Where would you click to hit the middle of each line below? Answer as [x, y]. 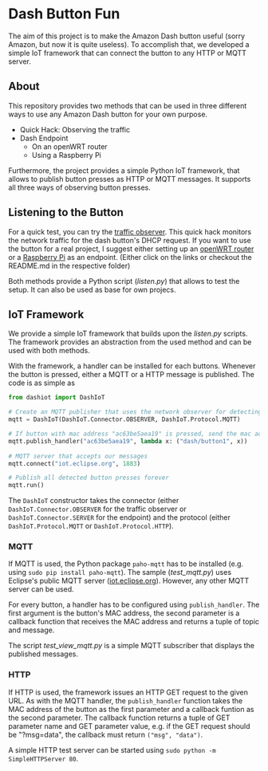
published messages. [43, 654]
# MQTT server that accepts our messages [78, 456]
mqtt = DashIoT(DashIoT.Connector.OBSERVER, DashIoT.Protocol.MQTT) [124, 419]
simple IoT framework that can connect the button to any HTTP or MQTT [128, 53]
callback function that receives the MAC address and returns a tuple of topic [134, 622]
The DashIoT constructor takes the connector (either [94, 501]
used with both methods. [49, 351]
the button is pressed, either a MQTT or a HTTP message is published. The [132, 375]
